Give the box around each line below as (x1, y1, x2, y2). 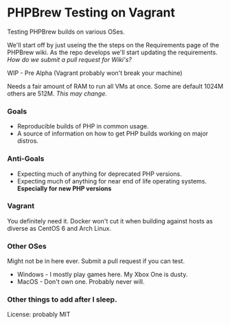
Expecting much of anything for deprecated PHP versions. (16, 170, 182, 178)
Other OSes (7, 241, 47, 251)
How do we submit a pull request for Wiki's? (7, 55, 133, 63)
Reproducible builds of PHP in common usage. (16, 122, 149, 131)
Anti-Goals (7, 154, 45, 164)
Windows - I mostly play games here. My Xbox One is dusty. (16, 270, 188, 279)
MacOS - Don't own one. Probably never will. (16, 278, 145, 286)
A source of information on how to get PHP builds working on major (16, 129, 209, 138)
